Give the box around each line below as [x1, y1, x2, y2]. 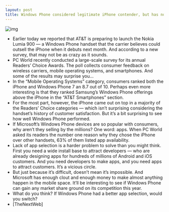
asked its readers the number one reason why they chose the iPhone [12, 132, 155, 138]
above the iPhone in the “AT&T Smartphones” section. [12, 94, 124, 100]
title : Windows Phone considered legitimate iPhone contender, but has [5, 12, 158, 17]
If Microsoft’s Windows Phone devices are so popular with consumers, [12, 121, 159, 127]
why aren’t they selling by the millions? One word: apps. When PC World [12, 126, 162, 132]
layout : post [5, 7, 33, 13]
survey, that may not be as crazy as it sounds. [12, 51, 108, 58]
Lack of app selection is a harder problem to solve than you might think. [12, 142, 161, 148]
